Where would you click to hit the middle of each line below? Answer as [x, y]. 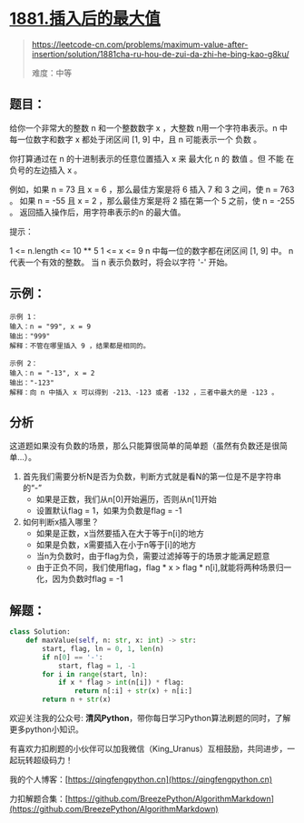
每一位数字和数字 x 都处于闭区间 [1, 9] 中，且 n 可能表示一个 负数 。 [135, 139]
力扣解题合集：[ [39, 799]
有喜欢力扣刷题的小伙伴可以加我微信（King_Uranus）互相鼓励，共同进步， [148, 749]
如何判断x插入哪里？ [61, 522]
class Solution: [40, 632]
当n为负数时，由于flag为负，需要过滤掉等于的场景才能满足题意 [153, 557]
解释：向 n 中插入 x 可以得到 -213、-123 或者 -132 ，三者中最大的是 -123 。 [144, 392]
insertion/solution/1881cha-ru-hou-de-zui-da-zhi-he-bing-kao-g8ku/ [160, 54]
